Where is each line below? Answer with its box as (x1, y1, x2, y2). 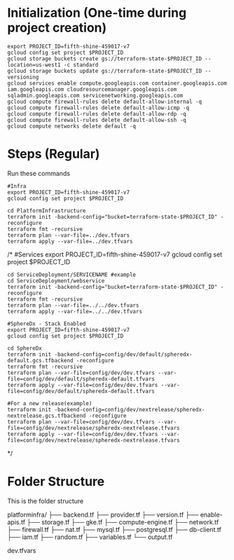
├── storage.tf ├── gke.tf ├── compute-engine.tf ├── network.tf (27, 517, 219, 526)
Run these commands (7, 169, 71, 177)
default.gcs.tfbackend (7, 357, 74, 364)
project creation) (7, 20, 107, 36)
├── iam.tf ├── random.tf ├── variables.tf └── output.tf (7, 533, 173, 541)
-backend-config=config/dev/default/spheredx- (54, 350, 193, 358)
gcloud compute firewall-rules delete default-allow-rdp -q (7, 110, 187, 117)
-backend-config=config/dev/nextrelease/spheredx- (54, 406, 205, 413)
